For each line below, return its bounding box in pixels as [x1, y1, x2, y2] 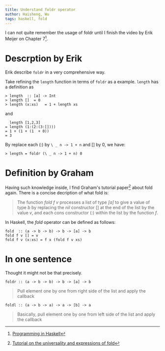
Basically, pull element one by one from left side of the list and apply [17, 311, 156, 317]
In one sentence [5, 253, 72, 265]
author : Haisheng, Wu [5, 12, 50, 17]
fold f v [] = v [5, 233, 38, 238]
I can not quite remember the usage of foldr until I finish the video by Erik [5, 30, 153, 36]
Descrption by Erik [5, 53, 82, 64]
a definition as [5, 84, 34, 90]
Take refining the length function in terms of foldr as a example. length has [5, 79, 159, 84]
